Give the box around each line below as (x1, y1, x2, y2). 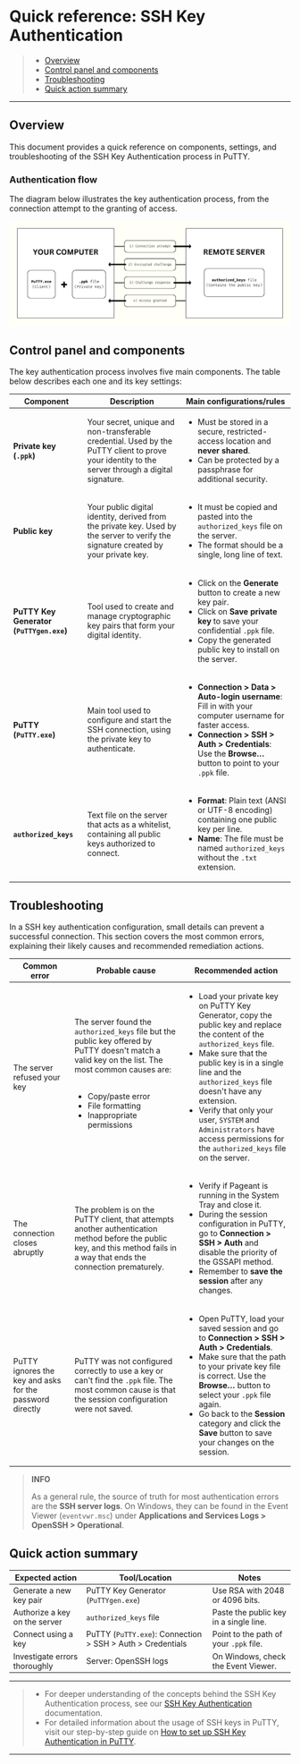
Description (110, 395, 154, 406)
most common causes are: (74, 1064, 172, 1074)
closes (12, 1237, 37, 1249)
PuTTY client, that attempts (74, 1214, 174, 1225)
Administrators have (198, 1124, 275, 1135)
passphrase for (197, 464, 254, 475)
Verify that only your (198, 1105, 274, 1115)
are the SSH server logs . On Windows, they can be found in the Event (30, 1501, 288, 1512)
